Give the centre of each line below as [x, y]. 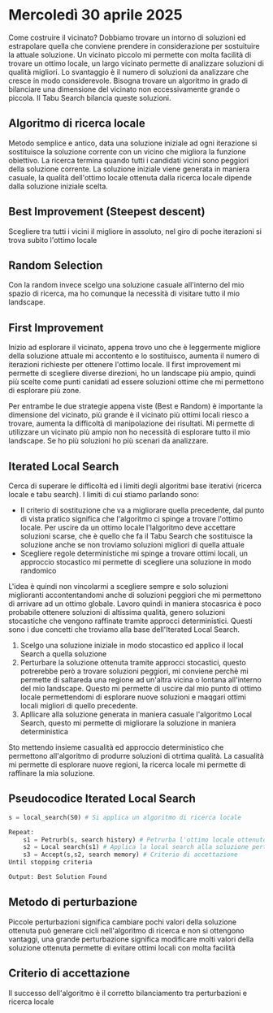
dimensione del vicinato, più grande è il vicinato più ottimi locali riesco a [129, 415]
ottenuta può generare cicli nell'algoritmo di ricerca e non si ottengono [126, 930]
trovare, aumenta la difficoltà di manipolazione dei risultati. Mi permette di [132, 423]
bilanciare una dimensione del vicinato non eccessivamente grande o [124, 89]
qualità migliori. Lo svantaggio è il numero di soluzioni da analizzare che [129, 71]
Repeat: [22, 832]
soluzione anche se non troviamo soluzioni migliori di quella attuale [132, 545]
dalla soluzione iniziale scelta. [58, 186]
